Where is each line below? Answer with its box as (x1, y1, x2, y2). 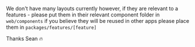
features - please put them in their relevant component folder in (6, 11, 160, 18)
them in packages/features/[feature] (6, 23, 97, 31)
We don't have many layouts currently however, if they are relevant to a (6, 5, 179, 12)
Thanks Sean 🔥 (6, 35, 43, 42)
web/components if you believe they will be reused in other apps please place (6, 18, 190, 24)
